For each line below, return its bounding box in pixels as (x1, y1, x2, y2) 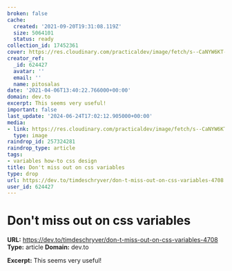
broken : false (7, 10, 48, 17)
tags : (7, 151, 23, 159)
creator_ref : (7, 55, 45, 62)
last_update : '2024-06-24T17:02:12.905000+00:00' (7, 112, 153, 119)
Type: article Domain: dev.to (7, 243, 89, 252)
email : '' (13, 74, 41, 81)
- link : (7, 126, 30, 132)
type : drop (7, 170, 39, 177)
